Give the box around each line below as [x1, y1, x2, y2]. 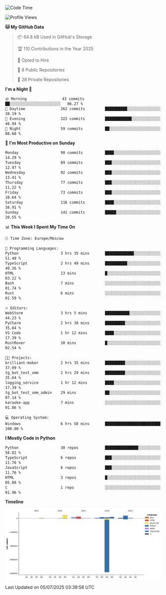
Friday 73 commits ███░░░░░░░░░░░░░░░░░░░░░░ [5, 190, 161, 195]
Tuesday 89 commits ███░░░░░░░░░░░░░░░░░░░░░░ [5, 160, 161, 165]
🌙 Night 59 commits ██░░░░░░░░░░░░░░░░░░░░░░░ [5, 126, 161, 131]
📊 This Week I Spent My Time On [5, 224, 75, 230]
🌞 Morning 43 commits [5, 97, 85, 101]
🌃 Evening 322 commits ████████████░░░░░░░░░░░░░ [5, 116, 161, 121]
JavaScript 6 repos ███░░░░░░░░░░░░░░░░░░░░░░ [5, 465, 161, 470]
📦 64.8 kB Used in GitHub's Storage [17, 34, 93, 40]
